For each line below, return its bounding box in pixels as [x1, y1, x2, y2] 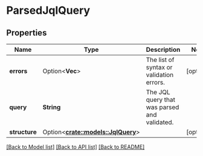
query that [146, 96, 176, 104]
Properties [6, 28, 47, 38]
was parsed [146, 103, 179, 111]
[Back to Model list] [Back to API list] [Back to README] [6, 143, 145, 151]
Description [146, 46, 181, 54]
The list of [146, 55, 175, 64]
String [42, 103, 61, 111]
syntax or [146, 63, 173, 71]
